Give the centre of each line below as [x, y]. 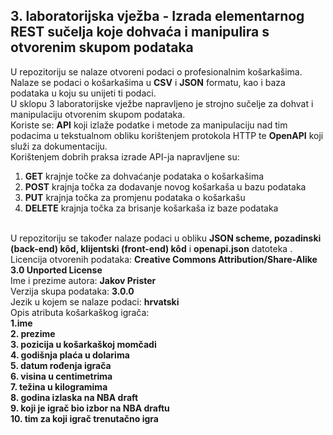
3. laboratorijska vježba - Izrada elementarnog [157, 16]
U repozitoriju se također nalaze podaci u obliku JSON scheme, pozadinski [166, 238]
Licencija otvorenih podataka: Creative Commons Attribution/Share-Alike [164, 259]
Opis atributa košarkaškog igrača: [80, 312]
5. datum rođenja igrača [61, 365]
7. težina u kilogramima [59, 386]
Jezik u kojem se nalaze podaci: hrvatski [95, 301]
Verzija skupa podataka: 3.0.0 [72, 291]
